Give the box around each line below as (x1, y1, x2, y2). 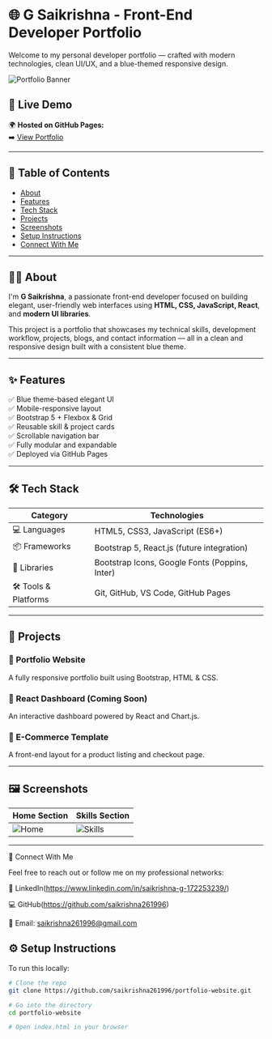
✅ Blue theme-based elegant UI (8, 394, 115, 404)
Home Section (12, 810, 69, 821)
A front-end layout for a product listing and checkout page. (8, 750, 205, 760)
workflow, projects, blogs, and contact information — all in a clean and (8, 334, 244, 343)
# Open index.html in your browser (8, 1023, 129, 1032)
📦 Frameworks (12, 541, 71, 551)
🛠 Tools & (12, 581, 51, 592)
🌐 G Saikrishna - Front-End (8, 6, 193, 24)
